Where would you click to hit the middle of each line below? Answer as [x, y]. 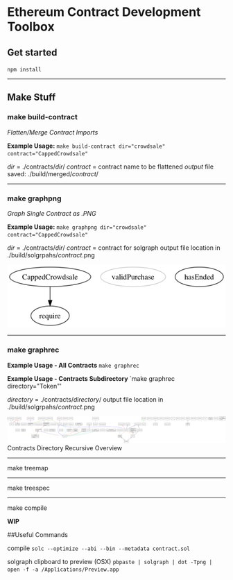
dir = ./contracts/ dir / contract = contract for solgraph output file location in [114, 248]
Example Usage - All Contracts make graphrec [74, 365]
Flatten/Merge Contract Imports [53, 132]
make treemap [28, 468]
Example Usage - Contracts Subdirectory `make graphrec [91, 378]
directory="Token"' [35, 386]
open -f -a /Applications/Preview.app [63, 570]
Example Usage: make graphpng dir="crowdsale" [77, 227]
